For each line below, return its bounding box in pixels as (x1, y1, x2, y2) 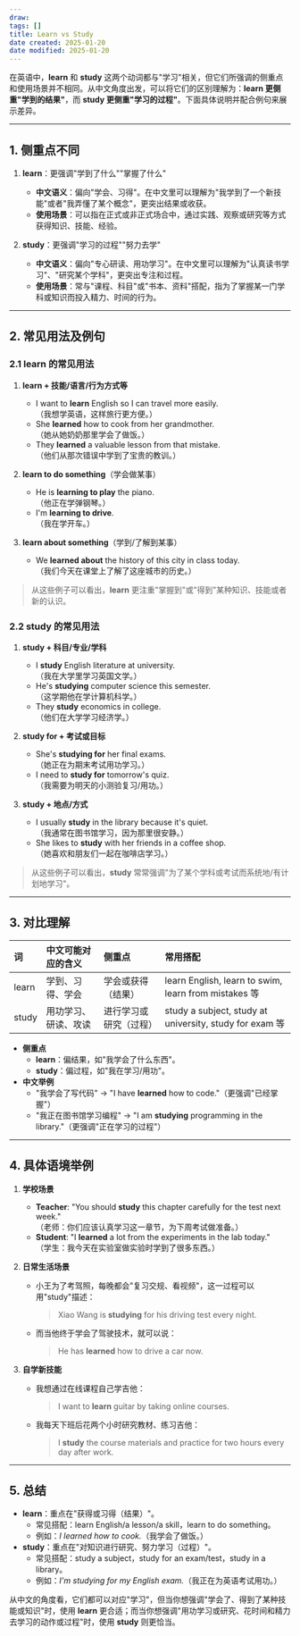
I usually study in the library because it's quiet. (35, 817, 209, 827)
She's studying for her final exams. (35, 748, 167, 759)
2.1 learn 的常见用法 (9, 358, 95, 371)
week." (35, 1211, 62, 1221)
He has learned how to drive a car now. (57, 1346, 204, 1356)
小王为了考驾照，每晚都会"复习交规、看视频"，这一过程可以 (35, 1279, 254, 1291)
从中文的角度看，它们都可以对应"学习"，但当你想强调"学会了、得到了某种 (9, 1594, 279, 1605)
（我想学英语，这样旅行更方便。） (35, 408, 158, 419)
